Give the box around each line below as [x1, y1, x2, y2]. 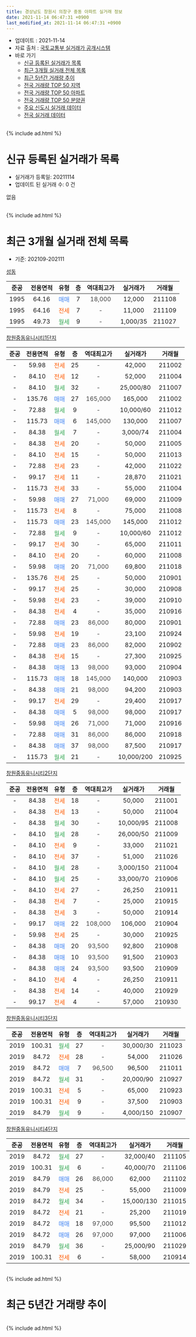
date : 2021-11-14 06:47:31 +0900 [6, 14, 89, 20]
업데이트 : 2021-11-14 [14, 37, 66, 44]
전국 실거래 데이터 [23, 112, 66, 119]
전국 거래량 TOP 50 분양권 [23, 97, 85, 104]
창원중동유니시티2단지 [6, 769, 58, 777]
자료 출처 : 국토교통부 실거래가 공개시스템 [14, 44, 111, 51]
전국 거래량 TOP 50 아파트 [23, 89, 85, 96]
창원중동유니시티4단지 [6, 1126, 58, 1133]
